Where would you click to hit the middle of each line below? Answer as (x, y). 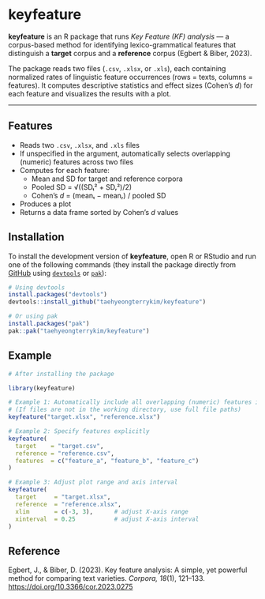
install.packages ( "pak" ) (49, 324)
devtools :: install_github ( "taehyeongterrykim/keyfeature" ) (107, 302)
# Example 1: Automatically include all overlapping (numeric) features (130, 402)
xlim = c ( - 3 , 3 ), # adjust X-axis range (102, 511)
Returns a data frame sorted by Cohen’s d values (99, 212)
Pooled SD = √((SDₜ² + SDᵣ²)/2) (82, 186)
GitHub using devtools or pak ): (57, 273)
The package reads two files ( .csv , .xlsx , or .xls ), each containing (117, 68)
